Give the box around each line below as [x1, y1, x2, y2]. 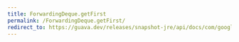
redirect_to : [7, 23, 46, 31]
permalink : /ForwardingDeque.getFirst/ [7, 17, 126, 24]
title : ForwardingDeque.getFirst [7, 10, 107, 18]
